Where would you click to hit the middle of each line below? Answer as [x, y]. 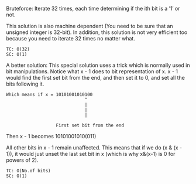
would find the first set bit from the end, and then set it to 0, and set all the [96, 78]
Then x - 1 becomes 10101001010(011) [51, 136]
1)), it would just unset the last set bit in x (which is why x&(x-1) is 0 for [91, 154]
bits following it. [25, 84]
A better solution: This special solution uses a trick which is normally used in [98, 65]
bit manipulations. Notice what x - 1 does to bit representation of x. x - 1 [92, 71]
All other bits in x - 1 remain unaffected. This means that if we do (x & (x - [94, 148]
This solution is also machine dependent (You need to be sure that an [90, 26]
